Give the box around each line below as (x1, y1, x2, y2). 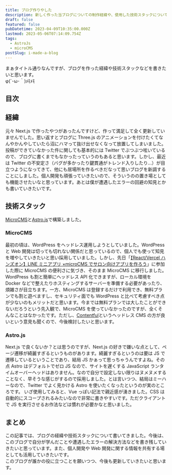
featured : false (5, 21, 40, 27)
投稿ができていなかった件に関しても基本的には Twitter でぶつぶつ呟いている (5, 147, 165, 153)
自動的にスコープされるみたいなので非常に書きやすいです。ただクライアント (5, 395, 166, 401)
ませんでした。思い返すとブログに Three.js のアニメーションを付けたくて (5, 134, 159, 140)
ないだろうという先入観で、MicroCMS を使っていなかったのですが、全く (5, 306, 158, 312)
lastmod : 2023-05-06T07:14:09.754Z (5, 31, 81, 36)
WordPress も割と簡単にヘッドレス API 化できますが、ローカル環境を (5, 273, 152, 279)
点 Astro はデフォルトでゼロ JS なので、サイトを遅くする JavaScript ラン (5, 363, 160, 369)
